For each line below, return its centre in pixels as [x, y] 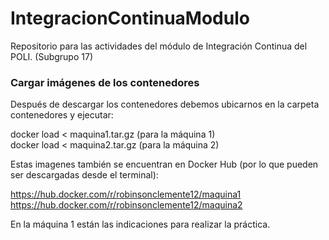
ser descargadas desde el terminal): [84, 175]
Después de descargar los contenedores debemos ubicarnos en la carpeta [165, 104]
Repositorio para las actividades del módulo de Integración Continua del [159, 46]
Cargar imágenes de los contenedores [105, 82]
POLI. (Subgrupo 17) [51, 56]
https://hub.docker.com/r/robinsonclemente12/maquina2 [126, 205]
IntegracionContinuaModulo [130, 18]
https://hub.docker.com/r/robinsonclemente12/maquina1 [126, 194]
